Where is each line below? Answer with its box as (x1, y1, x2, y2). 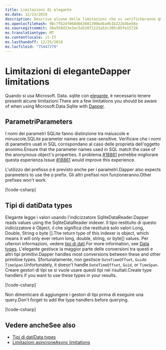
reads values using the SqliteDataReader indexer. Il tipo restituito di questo (5, 219, 157, 226)
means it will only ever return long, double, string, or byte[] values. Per (5, 235, 149, 241)
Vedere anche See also (5, 321, 76, 329)
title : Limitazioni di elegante (5, 7, 72, 12)
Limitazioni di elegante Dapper (5, 66, 131, 77)
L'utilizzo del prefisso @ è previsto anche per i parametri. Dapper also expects (5, 167, 161, 173)
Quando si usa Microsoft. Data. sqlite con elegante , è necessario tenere (5, 92, 151, 98)
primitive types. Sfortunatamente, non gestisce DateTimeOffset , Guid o (5, 257, 147, 263)
